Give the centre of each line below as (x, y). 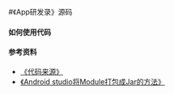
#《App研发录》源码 (40, 12)
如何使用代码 (30, 32)
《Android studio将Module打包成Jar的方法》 (93, 81)
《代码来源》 (41, 71)
